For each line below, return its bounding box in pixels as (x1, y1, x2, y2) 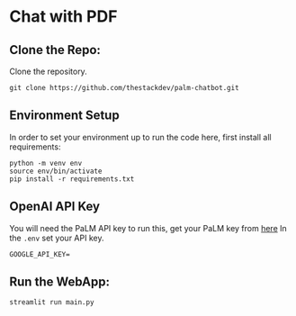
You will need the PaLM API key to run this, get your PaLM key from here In (9, 222, 288, 233)
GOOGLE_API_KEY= (9, 249, 70, 258)
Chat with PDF (9, 6, 118, 27)
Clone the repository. (9, 66, 87, 77)
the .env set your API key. (9, 232, 104, 243)
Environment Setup (9, 108, 120, 123)
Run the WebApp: (9, 275, 111, 290)
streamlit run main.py (9, 298, 94, 307)
